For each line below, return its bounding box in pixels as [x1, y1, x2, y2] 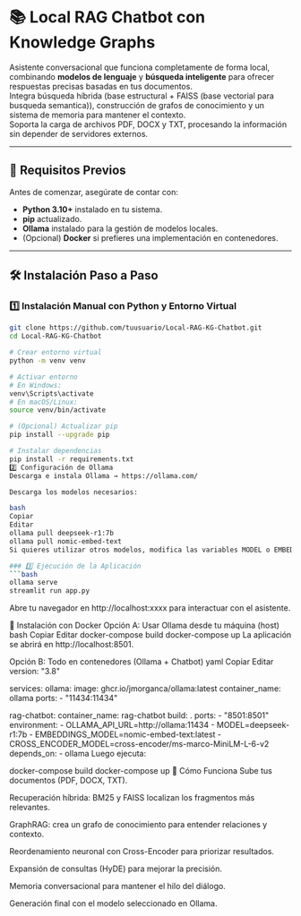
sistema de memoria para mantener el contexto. [9, 109, 186, 120]
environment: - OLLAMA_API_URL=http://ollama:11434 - [9, 720, 215, 731]
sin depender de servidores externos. [9, 128, 149, 139]
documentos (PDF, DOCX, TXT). [9, 775, 128, 786]
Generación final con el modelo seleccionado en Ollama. [9, 898, 218, 909]
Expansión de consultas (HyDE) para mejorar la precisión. [9, 863, 222, 874]
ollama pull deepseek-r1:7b [9, 529, 115, 538]
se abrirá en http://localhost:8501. [9, 639, 134, 650]
